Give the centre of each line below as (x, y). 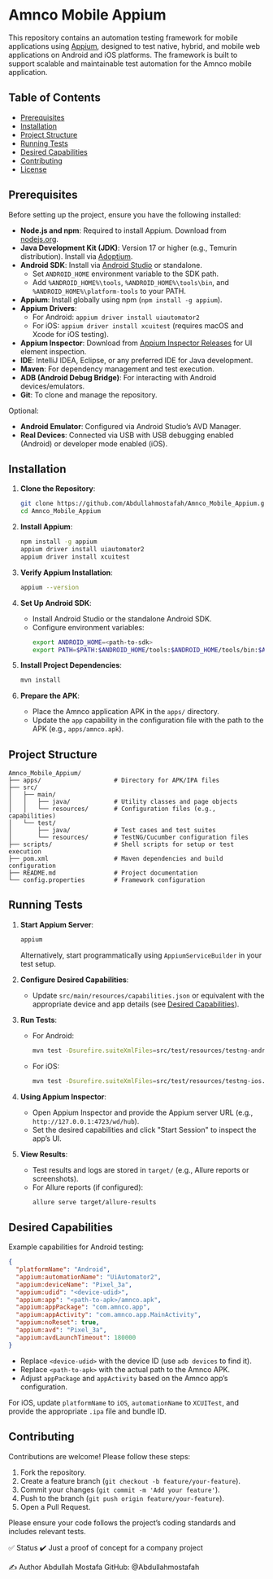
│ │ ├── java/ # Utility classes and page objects (123, 802)
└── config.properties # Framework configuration (107, 880)
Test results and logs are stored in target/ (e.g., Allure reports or (141, 1169)
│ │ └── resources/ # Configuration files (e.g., (113, 809)
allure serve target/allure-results (94, 1202)
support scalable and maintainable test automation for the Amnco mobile (130, 64)
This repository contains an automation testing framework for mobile (123, 37)
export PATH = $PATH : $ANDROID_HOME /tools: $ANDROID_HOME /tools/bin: (145, 650)
